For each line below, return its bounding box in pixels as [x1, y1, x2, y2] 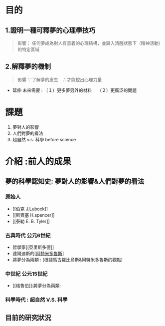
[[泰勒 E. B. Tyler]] [12, 218, 50, 224]
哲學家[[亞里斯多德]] [12, 244, 54, 250]
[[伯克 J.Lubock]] [12, 206, 48, 212]
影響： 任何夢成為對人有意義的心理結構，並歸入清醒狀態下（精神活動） [17, 40, 161, 46]
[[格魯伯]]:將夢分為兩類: [12, 283, 61, 289]
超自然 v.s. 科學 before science [12, 136, 76, 142]
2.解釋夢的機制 [5, 62, 51, 71]
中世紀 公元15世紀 [5, 270, 48, 277]
